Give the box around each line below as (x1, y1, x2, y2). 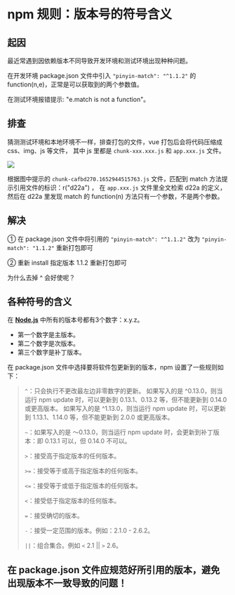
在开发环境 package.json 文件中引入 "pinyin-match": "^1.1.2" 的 (7, 72, 196, 79)
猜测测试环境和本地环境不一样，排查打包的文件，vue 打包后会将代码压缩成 (7, 138, 223, 146)
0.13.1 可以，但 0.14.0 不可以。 (44, 437, 131, 445)
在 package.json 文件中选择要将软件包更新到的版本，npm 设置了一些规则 (7, 363, 218, 372)
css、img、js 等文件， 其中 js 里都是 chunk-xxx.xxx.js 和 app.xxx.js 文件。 (7, 146, 226, 155)
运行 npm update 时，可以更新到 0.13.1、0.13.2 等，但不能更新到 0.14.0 (24, 395, 227, 404)
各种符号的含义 (7, 296, 72, 308)
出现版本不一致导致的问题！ (7, 577, 128, 589)
